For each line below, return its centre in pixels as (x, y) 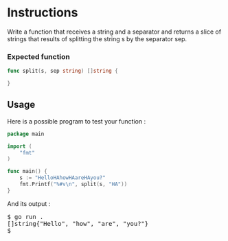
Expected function (39, 56)
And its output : (29, 203)
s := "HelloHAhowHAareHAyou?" (63, 178)
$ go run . (25, 217)
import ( (20, 146)
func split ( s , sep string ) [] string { (62, 71)
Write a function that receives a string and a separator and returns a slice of (114, 32)
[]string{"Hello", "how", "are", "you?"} (78, 223)
